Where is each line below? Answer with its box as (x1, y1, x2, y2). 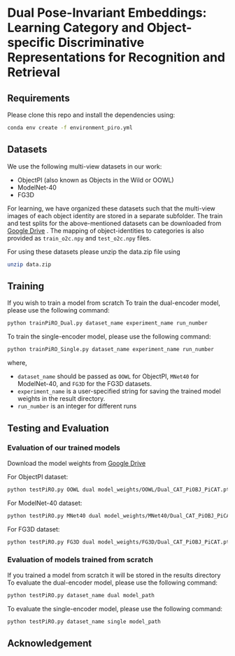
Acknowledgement (7, 637, 92, 649)
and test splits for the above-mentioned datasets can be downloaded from (7, 219, 222, 227)
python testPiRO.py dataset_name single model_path (7, 618, 161, 625)
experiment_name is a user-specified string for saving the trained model (17, 387, 222, 396)
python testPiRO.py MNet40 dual (7, 512, 101, 519)
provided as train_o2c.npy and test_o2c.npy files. (7, 234, 152, 242)
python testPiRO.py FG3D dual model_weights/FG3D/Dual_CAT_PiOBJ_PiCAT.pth (7, 539, 233, 546)
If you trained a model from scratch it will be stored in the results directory (7, 571, 221, 579)
